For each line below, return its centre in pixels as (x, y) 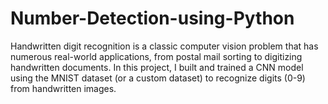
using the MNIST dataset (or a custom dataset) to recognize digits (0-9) (158, 78)
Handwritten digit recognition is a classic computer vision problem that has (164, 46)
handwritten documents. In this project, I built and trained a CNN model (157, 67)
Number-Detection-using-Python (152, 18)
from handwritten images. (63, 88)
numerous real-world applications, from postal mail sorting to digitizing (156, 56)
